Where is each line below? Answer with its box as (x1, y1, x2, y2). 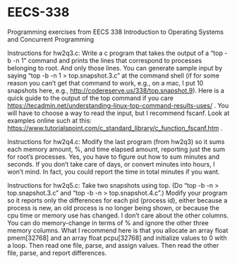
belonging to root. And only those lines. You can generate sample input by (7, 64, 223, 72)
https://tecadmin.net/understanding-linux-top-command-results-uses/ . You (7, 101, 229, 109)
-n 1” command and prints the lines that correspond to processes (13, 56, 202, 64)
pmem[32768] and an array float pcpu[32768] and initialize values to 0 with (7, 234, 227, 242)
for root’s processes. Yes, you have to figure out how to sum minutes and (7, 152, 220, 161)
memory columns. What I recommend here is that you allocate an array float (7, 226, 229, 234)
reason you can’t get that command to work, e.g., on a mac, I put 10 (7, 78, 204, 87)
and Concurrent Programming (7, 35, 95, 43)
